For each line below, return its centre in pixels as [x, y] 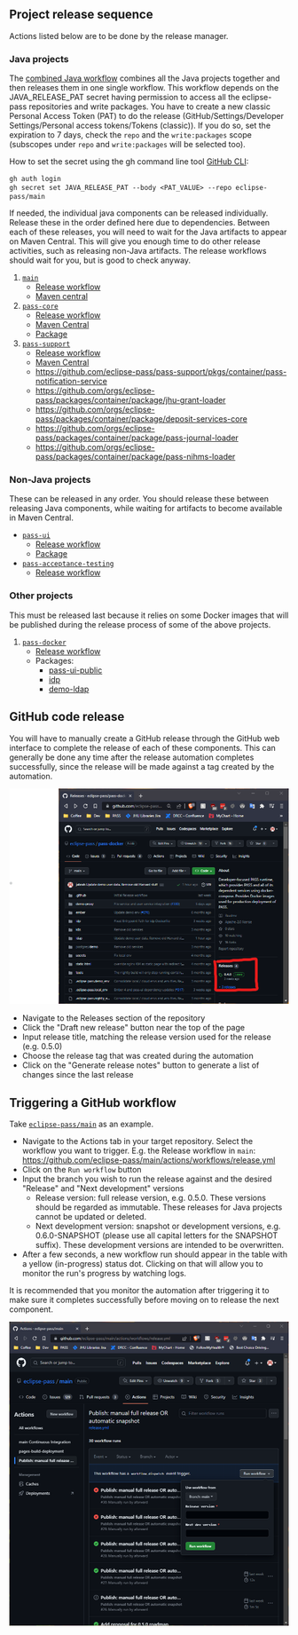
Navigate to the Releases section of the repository [114, 1018]
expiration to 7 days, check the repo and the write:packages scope [131, 135]
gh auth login [35, 179]
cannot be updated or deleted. [91, 1217]
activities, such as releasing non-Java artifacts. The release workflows [138, 251]
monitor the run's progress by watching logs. [104, 1274]
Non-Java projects [50, 480]
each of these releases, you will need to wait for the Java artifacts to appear [148, 232]
